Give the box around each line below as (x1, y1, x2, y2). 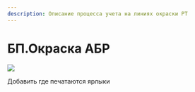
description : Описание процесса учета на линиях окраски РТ (7, 10, 189, 18)
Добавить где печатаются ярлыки (7, 77, 111, 85)
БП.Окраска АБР (7, 40, 111, 56)
